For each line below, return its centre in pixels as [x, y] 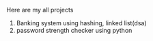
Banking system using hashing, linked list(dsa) [82, 23]
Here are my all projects [40, 10]
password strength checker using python [74, 30]
